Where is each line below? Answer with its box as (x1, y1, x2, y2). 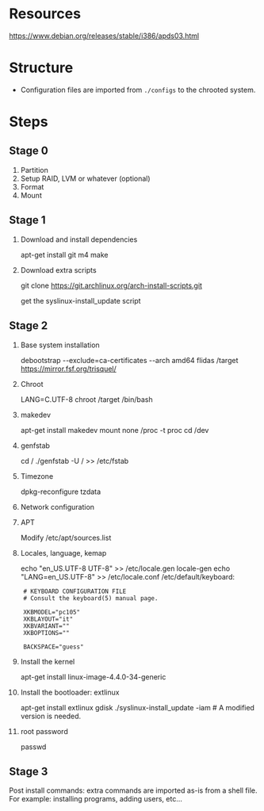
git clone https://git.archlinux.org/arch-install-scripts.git (20, 281, 203, 290)
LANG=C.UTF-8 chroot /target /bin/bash (20, 394, 153, 404)
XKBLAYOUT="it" (23, 615, 74, 623)
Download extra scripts (20, 265, 98, 274)
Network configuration (20, 502, 94, 511)
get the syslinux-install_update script (20, 296, 141, 305)
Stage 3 (9, 764, 48, 778)
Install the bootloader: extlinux (20, 687, 120, 697)
